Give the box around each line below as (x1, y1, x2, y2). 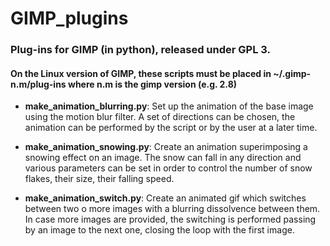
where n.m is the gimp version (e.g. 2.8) (67, 78, 238, 90)
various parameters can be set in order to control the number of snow (24, 162, 313, 174)
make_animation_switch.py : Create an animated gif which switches (24, 192, 307, 204)
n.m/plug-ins (10, 78, 67, 90)
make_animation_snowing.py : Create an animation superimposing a (24, 141, 308, 153)
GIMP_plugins (10, 7, 129, 30)
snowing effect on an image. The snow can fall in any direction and (24, 152, 302, 164)
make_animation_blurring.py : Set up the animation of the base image (24, 100, 314, 112)
